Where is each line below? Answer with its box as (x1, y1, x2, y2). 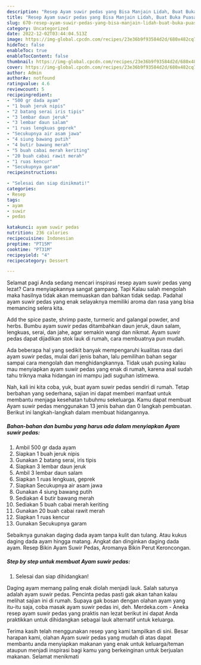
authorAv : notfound (7, 75, 55, 81)
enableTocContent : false (7, 53, 69, 59)
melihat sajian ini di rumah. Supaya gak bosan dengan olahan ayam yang (7, 597, 185, 604)
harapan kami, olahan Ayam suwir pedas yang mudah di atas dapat (7, 634, 172, 641)
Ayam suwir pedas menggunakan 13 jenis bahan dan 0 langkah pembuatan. (7, 403, 193, 410)
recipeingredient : (7, 92, 52, 98)
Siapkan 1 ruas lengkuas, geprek (15, 475, 95, 483)
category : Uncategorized (7, 25, 69, 32)
